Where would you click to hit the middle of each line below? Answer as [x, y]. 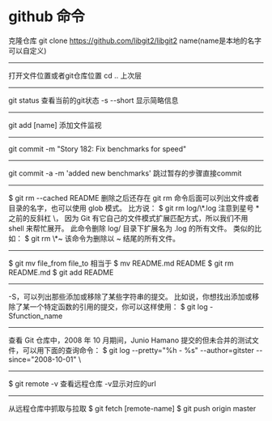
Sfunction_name [36, 316]
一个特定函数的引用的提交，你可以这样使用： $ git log [119, 306]
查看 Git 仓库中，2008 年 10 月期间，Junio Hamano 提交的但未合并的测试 [130, 340]
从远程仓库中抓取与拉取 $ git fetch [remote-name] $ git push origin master [132, 408]
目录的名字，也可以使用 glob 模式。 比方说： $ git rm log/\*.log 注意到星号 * [134, 208]
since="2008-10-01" [42, 359]
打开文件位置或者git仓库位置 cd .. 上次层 [75, 75]
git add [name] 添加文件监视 [55, 125]
